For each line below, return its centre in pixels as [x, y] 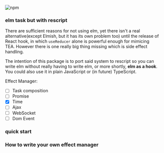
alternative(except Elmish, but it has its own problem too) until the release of [82, 36]
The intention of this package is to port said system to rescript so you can [80, 61]
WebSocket [24, 113]
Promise [21, 96]
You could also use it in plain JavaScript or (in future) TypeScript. [71, 72]
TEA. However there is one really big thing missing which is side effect [76, 47]
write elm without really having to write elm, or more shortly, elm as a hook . [81, 67]
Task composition [30, 91]
